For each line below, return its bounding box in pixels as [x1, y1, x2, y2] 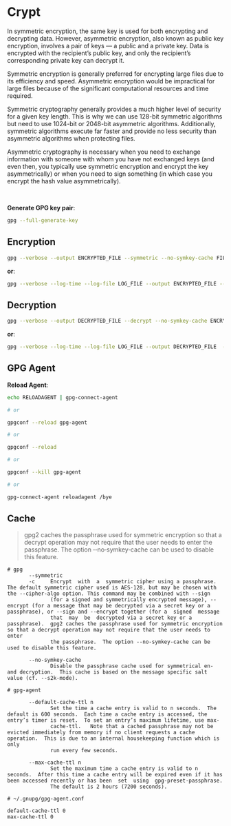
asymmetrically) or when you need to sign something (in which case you [7, 170, 213, 178]
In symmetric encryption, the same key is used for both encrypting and [7, 27, 208, 35]
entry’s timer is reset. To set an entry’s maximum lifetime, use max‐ [7, 717, 220, 724]
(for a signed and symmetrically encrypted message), [50, 596, 208, 603]
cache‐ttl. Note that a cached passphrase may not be [50, 723, 214, 730]
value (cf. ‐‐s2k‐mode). [7, 675, 78, 682]
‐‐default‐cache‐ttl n [28, 699, 94, 706]
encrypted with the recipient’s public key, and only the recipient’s [7, 49, 191, 57]
